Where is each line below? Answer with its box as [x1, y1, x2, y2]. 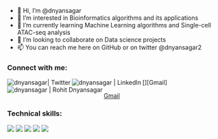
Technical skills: [7, 109, 62, 118]
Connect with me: [7, 62, 68, 72]
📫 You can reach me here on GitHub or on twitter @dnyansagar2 [16, 43, 202, 51]
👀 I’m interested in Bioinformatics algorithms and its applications [16, 14, 199, 22]
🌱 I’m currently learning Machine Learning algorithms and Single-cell [16, 21, 211, 29]
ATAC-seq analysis [16, 28, 71, 36]
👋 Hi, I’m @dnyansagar [16, 7, 82, 14]
